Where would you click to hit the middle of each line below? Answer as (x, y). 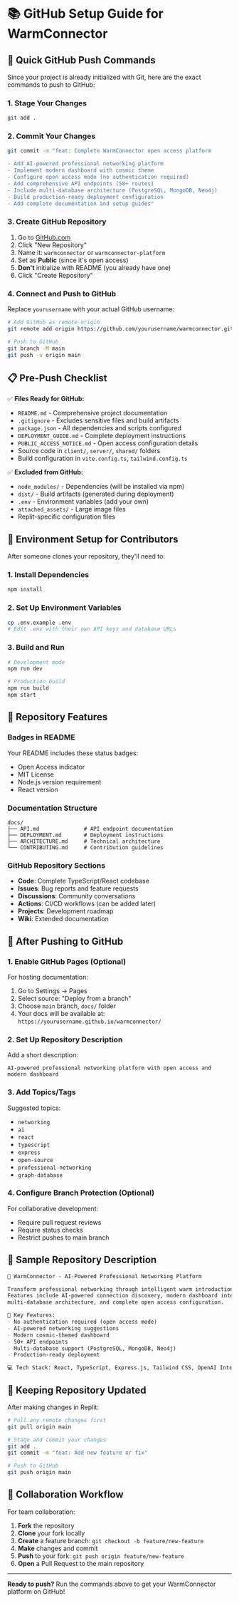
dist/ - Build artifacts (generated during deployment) (96, 494)
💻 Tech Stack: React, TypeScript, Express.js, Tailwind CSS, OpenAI (112, 1368)
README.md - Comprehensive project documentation (92, 413)
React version (38, 789)
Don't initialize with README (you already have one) (94, 267)
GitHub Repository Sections (56, 865)
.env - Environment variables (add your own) (83, 502)
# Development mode (36, 662)
